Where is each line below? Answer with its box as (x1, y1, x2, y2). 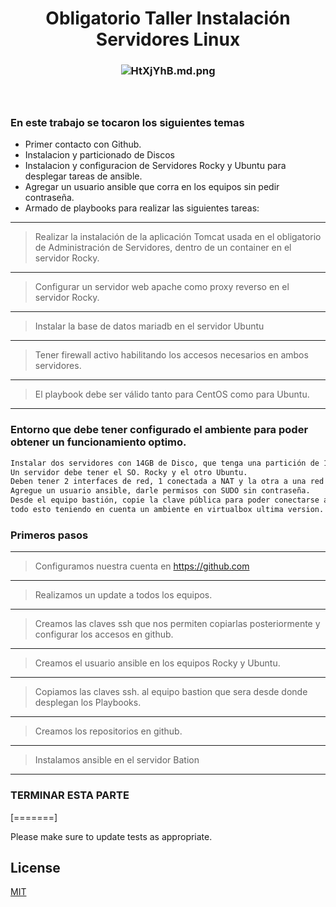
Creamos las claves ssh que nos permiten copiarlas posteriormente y (34, 618, 321, 630)
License (10, 859, 61, 876)
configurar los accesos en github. (34, 628, 174, 641)
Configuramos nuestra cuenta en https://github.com (34, 560, 250, 572)
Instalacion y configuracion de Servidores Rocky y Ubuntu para (24, 160, 287, 172)
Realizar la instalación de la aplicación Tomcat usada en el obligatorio (34, 231, 322, 243)
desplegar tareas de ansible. (24, 170, 143, 182)
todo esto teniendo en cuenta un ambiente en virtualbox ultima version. (10, 505, 325, 515)
